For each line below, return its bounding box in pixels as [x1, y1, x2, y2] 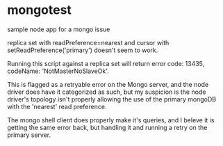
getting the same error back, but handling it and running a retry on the [7, 123, 208, 131]
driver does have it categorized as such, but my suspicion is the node [7, 88, 206, 96]
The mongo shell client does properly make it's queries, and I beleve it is [7, 115, 215, 124]
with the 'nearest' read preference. [7, 102, 107, 111]
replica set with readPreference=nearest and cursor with [7, 38, 170, 47]
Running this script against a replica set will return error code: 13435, [7, 59, 205, 67]
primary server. [7, 131, 51, 139]
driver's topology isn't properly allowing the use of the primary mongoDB [7, 95, 217, 103]
